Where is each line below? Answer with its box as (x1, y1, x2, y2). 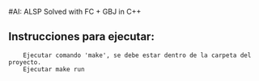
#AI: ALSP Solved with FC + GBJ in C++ (8, 7, 142, 16)
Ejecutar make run (23, 65, 85, 73)
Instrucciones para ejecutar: (8, 30, 155, 43)
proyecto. (8, 58, 42, 67)
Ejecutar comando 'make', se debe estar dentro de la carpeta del (23, 51, 252, 59)
